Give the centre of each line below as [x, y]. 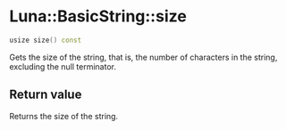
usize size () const [46, 40]
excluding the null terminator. [63, 66]
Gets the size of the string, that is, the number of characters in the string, [143, 57]
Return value [46, 95]
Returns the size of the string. [64, 116]
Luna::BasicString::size [98, 16]
